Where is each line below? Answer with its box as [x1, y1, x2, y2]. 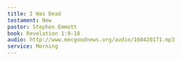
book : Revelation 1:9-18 [7, 29, 80, 37]
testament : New [7, 17, 52, 24]
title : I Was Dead [7, 10, 61, 18]
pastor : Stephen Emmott [7, 23, 78, 30]
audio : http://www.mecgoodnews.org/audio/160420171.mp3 [7, 36, 175, 43]
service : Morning [7, 43, 59, 50]
